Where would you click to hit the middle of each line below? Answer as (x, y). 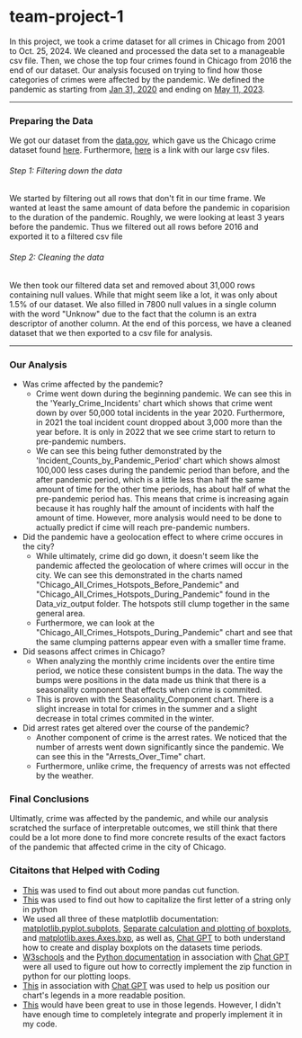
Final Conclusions (49, 799)
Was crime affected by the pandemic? (93, 384)
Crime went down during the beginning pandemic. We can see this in (164, 394)
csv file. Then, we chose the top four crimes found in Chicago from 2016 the (151, 60)
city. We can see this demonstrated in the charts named (139, 575)
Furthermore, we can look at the (95, 623)
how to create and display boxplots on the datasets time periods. (142, 947)
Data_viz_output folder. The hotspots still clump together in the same (163, 603)
